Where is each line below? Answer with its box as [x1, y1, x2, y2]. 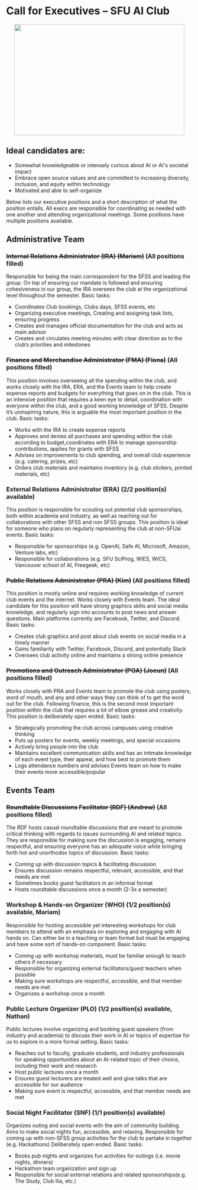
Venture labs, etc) [14, 549, 58, 556]
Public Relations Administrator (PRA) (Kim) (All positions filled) [6, 576, 190, 585]
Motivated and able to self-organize [14, 187, 102, 194]
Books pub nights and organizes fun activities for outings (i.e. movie [14, 1152, 181, 1160]
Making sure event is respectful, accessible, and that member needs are [14, 1087, 191, 1095]
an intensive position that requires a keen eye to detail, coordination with [6, 395, 183, 403]
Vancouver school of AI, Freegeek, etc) [14, 561, 111, 569]
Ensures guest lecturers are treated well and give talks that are [14, 1074, 167, 1081]
